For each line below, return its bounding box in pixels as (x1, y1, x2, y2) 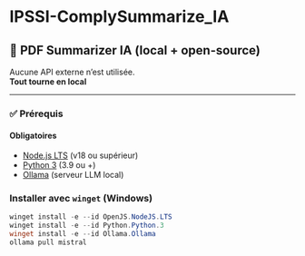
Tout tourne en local (9, 76, 87, 87)
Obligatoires (9, 130, 57, 141)
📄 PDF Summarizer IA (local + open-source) (9, 43, 261, 58)
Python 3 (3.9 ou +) (22, 160, 96, 171)
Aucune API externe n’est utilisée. (9, 66, 135, 77)
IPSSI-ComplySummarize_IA (9, 6, 230, 27)
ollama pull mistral (9, 238, 88, 247)
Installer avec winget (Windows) (9, 192, 152, 205)
